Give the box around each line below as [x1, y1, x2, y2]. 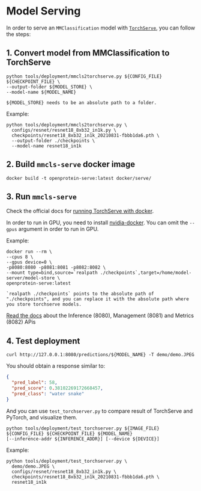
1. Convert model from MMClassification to [6, 48, 170, 58]
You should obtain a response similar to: [6, 362, 106, 369]
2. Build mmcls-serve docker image [6, 159, 136, 170]
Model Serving [6, 4, 81, 18]
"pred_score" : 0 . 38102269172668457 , [11, 385, 103, 391]
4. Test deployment [6, 336, 80, 346]
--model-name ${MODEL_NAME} [6, 89, 77, 95]
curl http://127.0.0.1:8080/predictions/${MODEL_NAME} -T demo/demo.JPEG [6, 352, 195, 358]
